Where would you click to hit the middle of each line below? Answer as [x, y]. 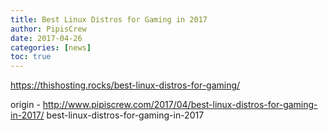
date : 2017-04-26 [46, 38]
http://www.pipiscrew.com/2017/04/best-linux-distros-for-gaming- [180, 105]
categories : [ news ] [51, 47]
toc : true [31, 57]
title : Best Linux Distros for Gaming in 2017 [109, 19]
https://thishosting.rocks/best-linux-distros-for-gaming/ [125, 85]
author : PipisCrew [48, 29]
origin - [25, 105]
